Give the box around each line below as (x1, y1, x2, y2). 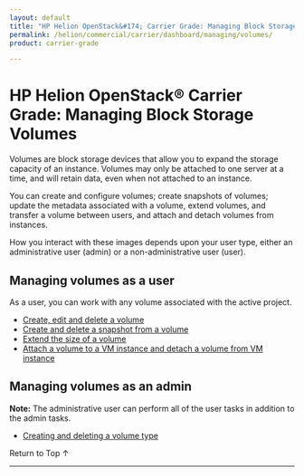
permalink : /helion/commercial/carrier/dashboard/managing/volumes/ (9, 30, 273, 39)
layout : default (9, 13, 71, 23)
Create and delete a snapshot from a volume (22, 324, 189, 335)
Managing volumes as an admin (9, 379, 193, 395)
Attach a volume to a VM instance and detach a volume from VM (22, 343, 264, 354)
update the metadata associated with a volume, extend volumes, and (9, 200, 266, 211)
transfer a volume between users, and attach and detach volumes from (9, 210, 274, 221)
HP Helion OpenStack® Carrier (9, 85, 242, 106)
